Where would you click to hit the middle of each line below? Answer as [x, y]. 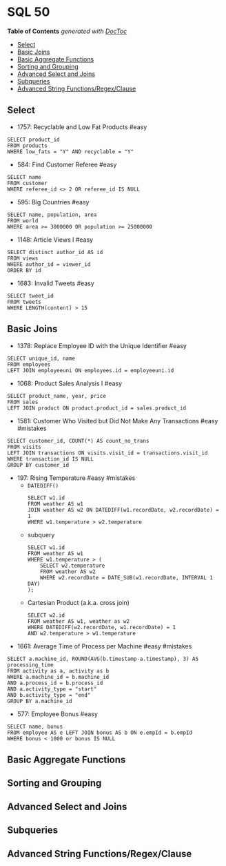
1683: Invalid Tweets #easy [55, 283]
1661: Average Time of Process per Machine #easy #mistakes [104, 646]
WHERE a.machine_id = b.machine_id [58, 677]
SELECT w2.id [46, 615]
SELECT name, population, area [52, 215]
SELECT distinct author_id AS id [55, 252]
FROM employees [29, 364]
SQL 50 [29, 12]
